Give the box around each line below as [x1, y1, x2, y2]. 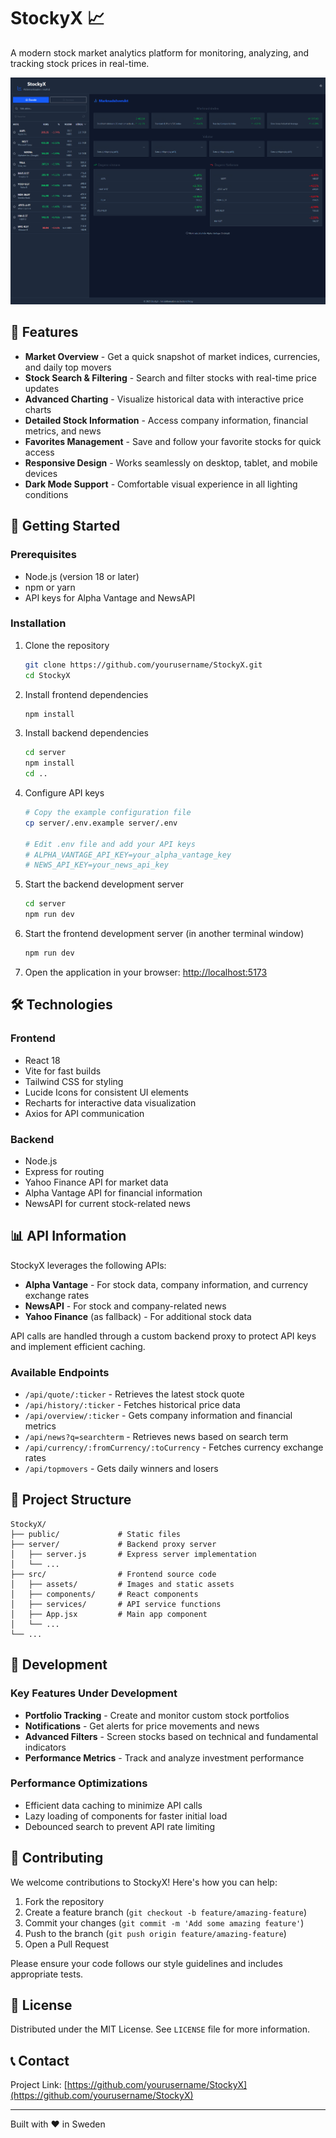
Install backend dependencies [24, 727, 150, 739]
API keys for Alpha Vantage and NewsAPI [24, 591, 196, 604]
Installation [10, 616, 67, 630]
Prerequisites [10, 548, 77, 562]
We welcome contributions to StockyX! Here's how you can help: [10, 1876, 278, 1888]
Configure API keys [24, 787, 105, 799]
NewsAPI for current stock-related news [24, 1197, 191, 1209]
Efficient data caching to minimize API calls [24, 1799, 203, 1811]
